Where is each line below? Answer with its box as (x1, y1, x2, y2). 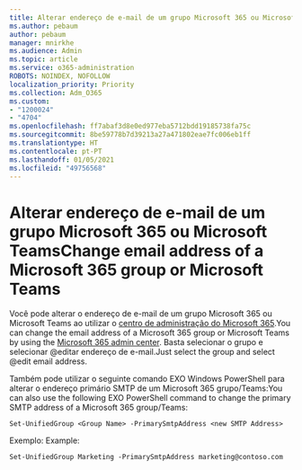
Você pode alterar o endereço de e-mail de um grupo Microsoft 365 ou (9, 308, 272, 319)
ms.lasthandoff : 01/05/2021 (9, 155, 115, 164)
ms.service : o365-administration (9, 64, 135, 73)
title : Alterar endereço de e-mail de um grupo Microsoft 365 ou (9, 13, 259, 22)
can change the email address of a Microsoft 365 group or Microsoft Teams (9, 327, 290, 338)
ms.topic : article (9, 55, 78, 64)
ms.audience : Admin (9, 47, 83, 56)
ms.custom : (9, 96, 50, 106)
